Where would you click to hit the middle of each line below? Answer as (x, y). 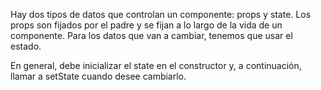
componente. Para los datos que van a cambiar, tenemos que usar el (151, 35)
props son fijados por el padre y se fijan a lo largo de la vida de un (146, 25)
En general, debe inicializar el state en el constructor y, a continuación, (156, 65)
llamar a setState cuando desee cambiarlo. (98, 76)
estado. (26, 46)
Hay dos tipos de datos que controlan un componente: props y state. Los (161, 14)
